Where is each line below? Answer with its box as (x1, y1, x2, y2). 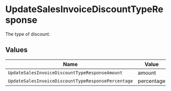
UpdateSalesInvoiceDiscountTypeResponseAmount (8, 70, 123, 75)
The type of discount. (5, 31, 51, 37)
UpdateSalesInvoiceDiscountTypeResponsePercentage (8, 78, 133, 84)
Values (5, 45, 28, 54)
